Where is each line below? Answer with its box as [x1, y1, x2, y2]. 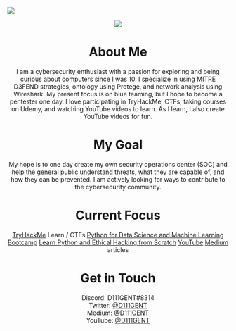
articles [107, 245, 129, 254]
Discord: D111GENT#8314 [81, 293, 155, 302]
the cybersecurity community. [74, 182, 162, 191]
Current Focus [75, 208, 161, 223]
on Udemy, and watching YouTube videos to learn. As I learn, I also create [11, 104, 225, 113]
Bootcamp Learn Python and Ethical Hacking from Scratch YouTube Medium [7, 238, 229, 246]
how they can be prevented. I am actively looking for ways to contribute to [10, 175, 226, 183]
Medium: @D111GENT [86, 308, 150, 317]
